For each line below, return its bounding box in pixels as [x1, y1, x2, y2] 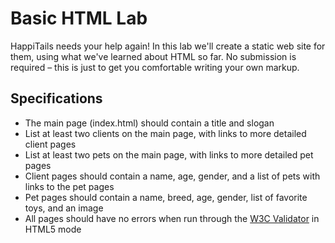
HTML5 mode [24, 223, 82, 235]
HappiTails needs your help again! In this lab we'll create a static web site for [10, 40, 326, 52]
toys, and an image [24, 202, 104, 214]
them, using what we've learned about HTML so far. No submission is [10, 50, 297, 62]
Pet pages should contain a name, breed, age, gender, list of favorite [24, 191, 308, 203]
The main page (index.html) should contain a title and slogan [24, 117, 275, 129]
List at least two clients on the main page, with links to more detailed [24, 127, 307, 139]
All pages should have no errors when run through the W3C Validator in [24, 212, 320, 224]
